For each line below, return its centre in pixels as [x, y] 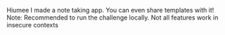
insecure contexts [33, 25]
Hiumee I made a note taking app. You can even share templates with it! [110, 10]
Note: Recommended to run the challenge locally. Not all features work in [112, 17]
